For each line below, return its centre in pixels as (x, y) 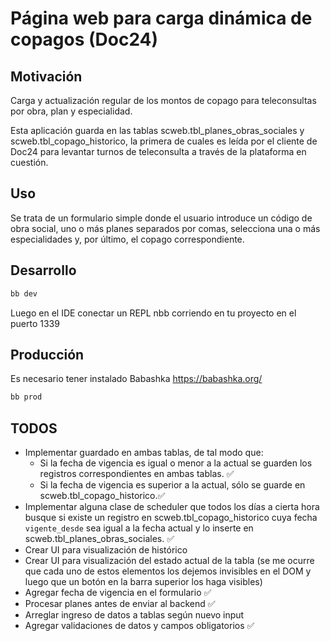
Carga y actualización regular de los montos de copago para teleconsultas (163, 100)
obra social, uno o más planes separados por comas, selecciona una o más (165, 228)
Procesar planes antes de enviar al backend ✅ (120, 603)
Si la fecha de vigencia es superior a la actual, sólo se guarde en (172, 485)
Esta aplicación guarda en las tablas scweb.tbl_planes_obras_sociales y (157, 130)
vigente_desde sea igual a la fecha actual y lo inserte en (139, 528)
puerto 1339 (35, 323)
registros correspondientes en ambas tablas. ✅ (137, 473)
